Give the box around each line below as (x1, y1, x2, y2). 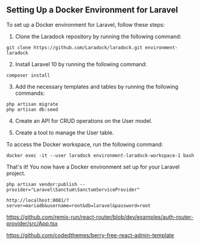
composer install (6, 72, 50, 78)
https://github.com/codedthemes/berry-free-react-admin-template (6, 231, 174, 239)
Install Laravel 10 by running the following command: (15, 60, 147, 67)
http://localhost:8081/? (6, 197, 69, 203)
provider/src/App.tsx (6, 219, 58, 227)
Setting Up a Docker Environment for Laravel (6, 5, 178, 15)
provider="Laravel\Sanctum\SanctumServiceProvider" (6, 187, 140, 193)
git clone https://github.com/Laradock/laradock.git (6, 44, 143, 50)
